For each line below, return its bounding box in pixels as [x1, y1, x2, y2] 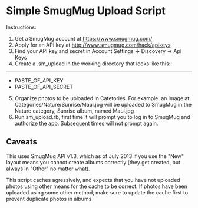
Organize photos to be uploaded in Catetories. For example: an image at [14, 94, 190, 101]
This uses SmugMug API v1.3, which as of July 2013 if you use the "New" [6, 152, 184, 160]
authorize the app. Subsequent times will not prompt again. [14, 120, 159, 127]
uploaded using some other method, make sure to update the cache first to [6, 189, 189, 196]
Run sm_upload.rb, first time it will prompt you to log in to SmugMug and [14, 113, 190, 120]
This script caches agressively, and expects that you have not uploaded [6, 176, 181, 183]
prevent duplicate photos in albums [6, 195, 92, 202]
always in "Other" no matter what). [6, 165, 90, 172]
